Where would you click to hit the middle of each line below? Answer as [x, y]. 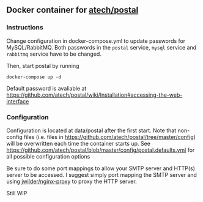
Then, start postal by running [43, 65]
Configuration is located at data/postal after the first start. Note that [91, 130]
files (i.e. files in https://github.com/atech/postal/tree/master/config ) [109, 137]
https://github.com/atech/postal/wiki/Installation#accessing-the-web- [94, 95]
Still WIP [17, 193]
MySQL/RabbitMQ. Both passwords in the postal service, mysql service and [102, 47]
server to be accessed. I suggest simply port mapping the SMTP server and [102, 174]
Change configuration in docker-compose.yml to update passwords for [96, 41]
